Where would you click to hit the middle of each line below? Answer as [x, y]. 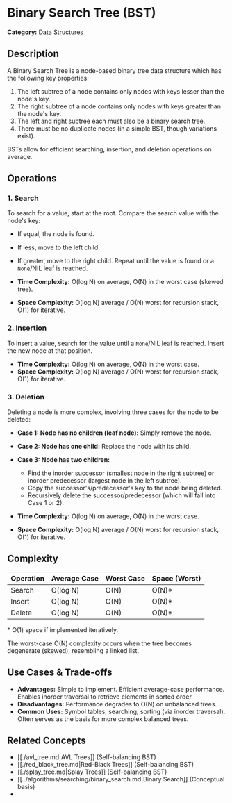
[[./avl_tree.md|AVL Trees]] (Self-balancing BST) [86, 757]
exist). [26, 135]
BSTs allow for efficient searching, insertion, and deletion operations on [109, 149]
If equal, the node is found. [56, 234]
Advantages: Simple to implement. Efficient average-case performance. [121, 689]
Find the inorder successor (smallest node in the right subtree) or [121, 473]
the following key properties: [48, 78]
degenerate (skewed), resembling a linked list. [73, 650]
